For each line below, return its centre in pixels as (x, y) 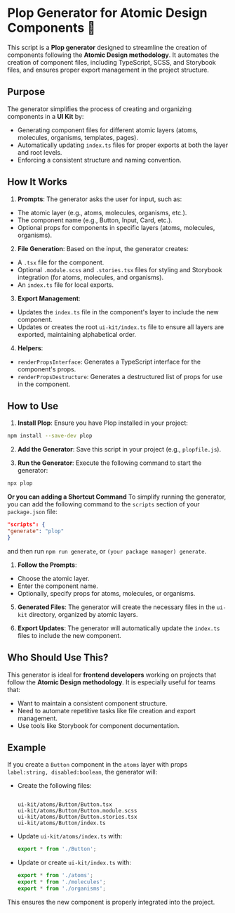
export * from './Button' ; (57, 849)
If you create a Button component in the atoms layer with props (98, 765)
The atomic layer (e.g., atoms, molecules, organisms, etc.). (102, 212)
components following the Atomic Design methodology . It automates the (113, 55)
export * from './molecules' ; (62, 882)
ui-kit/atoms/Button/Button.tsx (65, 805)
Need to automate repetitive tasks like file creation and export (107, 710)
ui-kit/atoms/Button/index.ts (62, 823)
